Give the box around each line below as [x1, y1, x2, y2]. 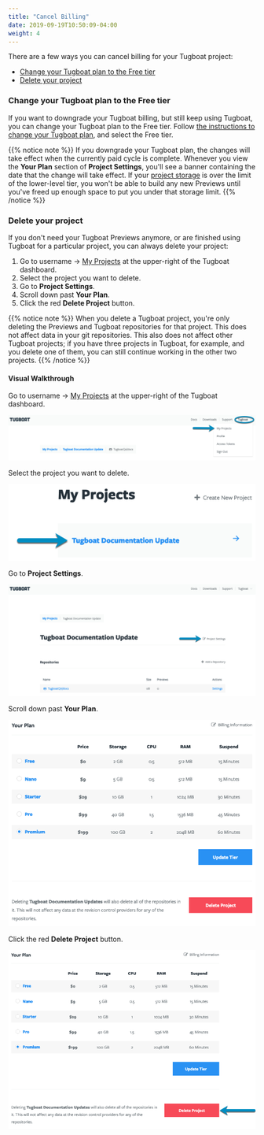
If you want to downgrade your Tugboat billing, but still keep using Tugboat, [8, 113, 253, 122]
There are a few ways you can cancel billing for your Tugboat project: [8, 52, 233, 61]
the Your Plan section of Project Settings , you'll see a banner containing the [8, 161, 256, 171]
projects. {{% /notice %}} [8, 355, 90, 365]
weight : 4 [8, 29, 41, 37]
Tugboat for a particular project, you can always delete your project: [8, 241, 229, 250]
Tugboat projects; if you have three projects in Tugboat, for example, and [8, 339, 245, 348]
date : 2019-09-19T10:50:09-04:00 [8, 20, 118, 29]
